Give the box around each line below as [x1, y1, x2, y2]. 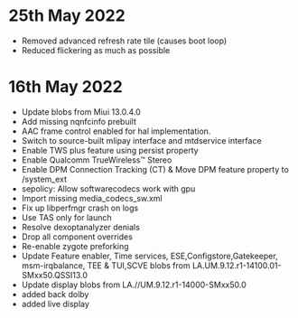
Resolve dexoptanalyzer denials [21, 221, 141, 232]
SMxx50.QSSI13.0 [21, 269, 88, 280]
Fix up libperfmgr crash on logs [21, 202, 139, 213]
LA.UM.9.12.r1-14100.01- [191, 259, 282, 271]
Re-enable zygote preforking [21, 240, 129, 251]
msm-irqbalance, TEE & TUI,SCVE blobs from [21, 259, 191, 271]
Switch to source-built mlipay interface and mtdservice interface [21, 135, 263, 145]
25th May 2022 [8, 5, 126, 26]
